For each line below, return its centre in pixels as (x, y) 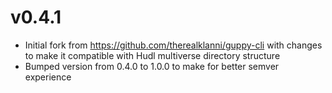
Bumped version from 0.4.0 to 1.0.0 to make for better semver (152, 66)
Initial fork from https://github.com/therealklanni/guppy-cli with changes (173, 45)
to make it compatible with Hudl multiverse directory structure (152, 55)
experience (48, 77)
